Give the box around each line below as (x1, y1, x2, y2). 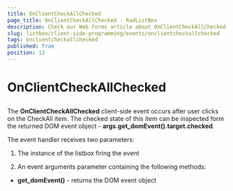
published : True (7, 43, 54, 50)
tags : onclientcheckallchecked (7, 36, 98, 43)
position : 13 (7, 50, 45, 57)
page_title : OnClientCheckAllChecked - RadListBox (7, 17, 158, 24)
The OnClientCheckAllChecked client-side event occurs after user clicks (7, 107, 218, 115)
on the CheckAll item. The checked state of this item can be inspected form (7, 115, 225, 123)
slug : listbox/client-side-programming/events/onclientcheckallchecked (7, 29, 220, 37)
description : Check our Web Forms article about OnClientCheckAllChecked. (7, 23, 230, 30)
